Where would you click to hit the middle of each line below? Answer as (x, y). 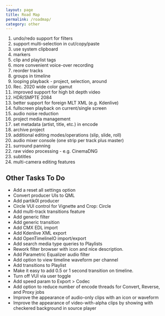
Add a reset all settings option (44, 190)
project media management (42, 119)
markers (22, 55)
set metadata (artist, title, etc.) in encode (55, 124)
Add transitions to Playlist (39, 265)
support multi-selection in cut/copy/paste (56, 44)
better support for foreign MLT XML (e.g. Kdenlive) (66, 103)
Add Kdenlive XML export (40, 233)
